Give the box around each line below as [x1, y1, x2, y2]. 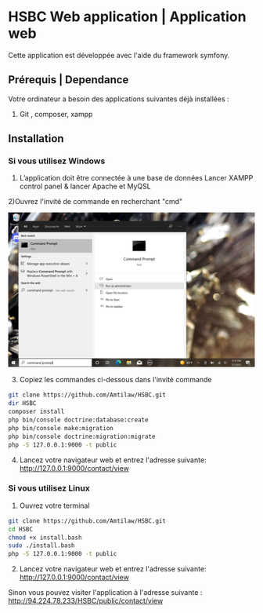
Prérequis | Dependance [8, 73, 129, 86]
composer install [8, 408, 65, 416]
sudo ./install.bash [8, 542, 76, 549]
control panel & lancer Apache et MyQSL [19, 181, 151, 192]
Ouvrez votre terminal [19, 501, 90, 510]
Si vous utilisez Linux [8, 483, 90, 494]
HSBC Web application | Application [8, 8, 247, 26]
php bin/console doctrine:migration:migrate [8, 432, 156, 440]
